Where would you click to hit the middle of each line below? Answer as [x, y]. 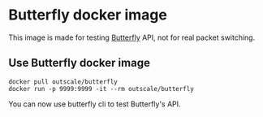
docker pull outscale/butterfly [63, 82]
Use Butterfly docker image [79, 63]
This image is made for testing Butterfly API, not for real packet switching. [132, 37]
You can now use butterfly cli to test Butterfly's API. [95, 104]
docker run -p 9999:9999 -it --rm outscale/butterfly [101, 89]
